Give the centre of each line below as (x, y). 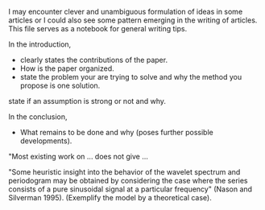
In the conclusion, (38, 117)
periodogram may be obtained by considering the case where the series (128, 181)
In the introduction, (40, 44)
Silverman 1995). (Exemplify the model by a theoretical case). (110, 198)
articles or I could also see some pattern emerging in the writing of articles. (133, 20)
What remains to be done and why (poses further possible (116, 132)
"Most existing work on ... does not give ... (79, 156)
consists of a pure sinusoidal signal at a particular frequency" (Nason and (130, 189)
